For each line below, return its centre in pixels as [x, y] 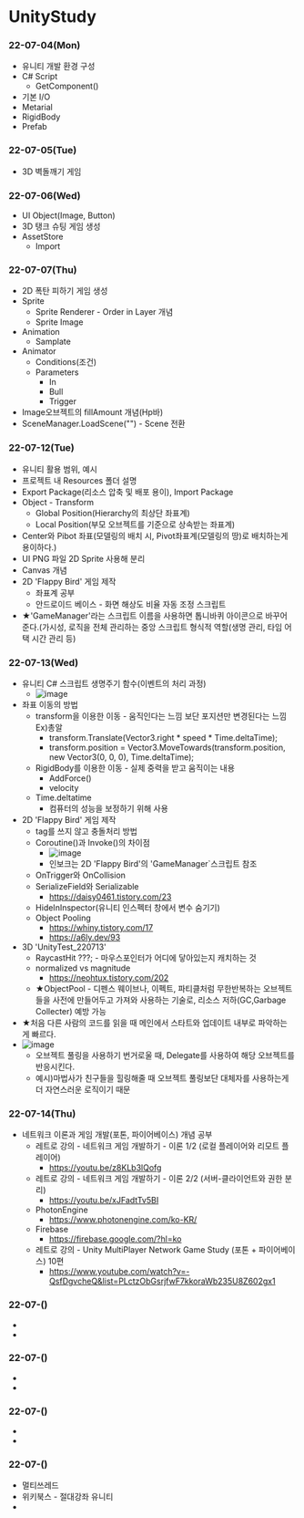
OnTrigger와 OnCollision [81, 875]
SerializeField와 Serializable [87, 886]
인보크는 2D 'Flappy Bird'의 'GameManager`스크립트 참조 [153, 863]
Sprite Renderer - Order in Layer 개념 [104, 312]
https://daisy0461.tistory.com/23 [110, 897]
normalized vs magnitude [83, 968]
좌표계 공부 [55, 593]
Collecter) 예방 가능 [71, 1011]
